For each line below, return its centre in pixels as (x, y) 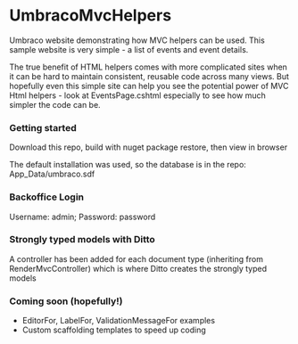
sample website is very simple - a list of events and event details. (129, 49)
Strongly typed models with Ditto (83, 240)
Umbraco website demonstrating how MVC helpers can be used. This (137, 40)
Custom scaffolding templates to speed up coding (114, 330)
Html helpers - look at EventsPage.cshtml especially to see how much (137, 95)
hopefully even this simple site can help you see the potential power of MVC (149, 86)
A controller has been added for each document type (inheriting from (136, 258)
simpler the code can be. (55, 104)
